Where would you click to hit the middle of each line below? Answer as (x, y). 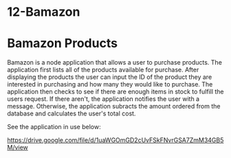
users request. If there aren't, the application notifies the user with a (103, 99)
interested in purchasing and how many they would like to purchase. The (110, 84)
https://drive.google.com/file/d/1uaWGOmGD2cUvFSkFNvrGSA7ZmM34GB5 (115, 140)
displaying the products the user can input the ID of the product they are (110, 77)
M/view (18, 148)
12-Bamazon (44, 12)
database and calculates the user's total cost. (71, 113)
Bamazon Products (63, 44)
